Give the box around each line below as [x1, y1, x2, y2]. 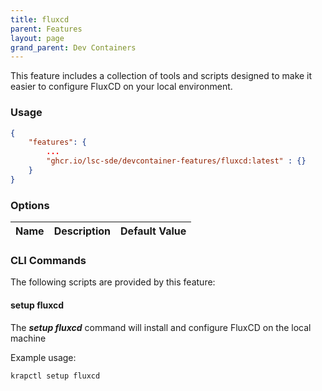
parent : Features [10, 24, 83, 34]
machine [10, 332, 47, 344]
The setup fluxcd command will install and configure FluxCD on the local [10, 321, 312, 333]
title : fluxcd [10, 14, 70, 25]
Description [53, 224, 112, 238]
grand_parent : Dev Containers [10, 42, 137, 53]
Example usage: [10, 351, 77, 363]
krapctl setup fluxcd [10, 371, 101, 381]
